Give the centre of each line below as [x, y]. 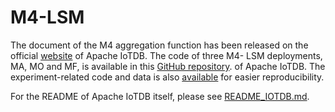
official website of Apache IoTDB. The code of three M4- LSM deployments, [166, 55]
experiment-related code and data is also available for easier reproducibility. [167, 77]
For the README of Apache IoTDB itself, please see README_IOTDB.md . [160, 96]
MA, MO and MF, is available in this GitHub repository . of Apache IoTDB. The [168, 66]
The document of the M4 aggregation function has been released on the [159, 45]
